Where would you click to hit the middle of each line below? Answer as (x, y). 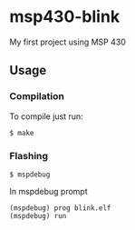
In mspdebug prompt (48, 191)
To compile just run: (46, 116)
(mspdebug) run (38, 215)
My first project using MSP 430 (68, 42)
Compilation (37, 96)
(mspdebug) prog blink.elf (60, 208)
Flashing (29, 155)
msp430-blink (65, 17)
